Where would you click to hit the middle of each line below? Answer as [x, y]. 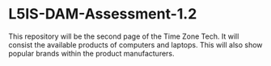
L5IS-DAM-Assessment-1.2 [103, 14]
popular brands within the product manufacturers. [92, 53]
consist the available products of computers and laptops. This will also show [135, 44]
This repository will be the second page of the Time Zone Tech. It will [124, 36]
